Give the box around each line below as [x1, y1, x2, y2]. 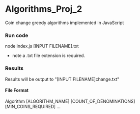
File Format [5, 87, 28, 93]
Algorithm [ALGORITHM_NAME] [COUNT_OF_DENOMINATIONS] [5, 98, 136, 104]
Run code [5, 32, 28, 39]
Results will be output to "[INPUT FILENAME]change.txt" [5, 76, 119, 82]
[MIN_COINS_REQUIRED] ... [5, 103, 60, 109]
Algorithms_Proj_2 [5, 3, 83, 15]
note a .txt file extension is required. [12, 53, 85, 58]
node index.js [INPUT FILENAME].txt [5, 43, 79, 49]
